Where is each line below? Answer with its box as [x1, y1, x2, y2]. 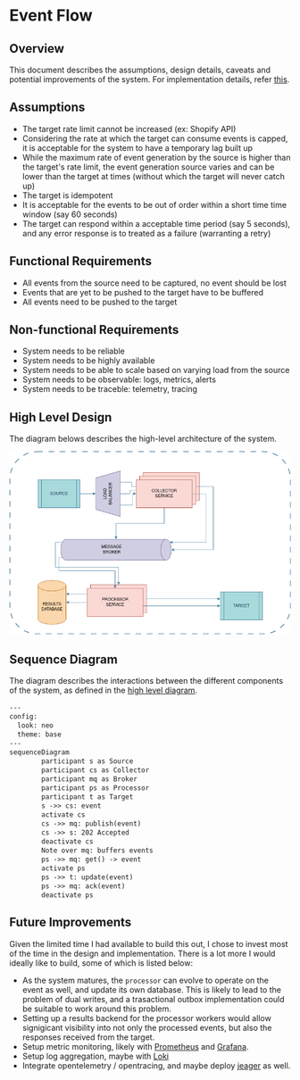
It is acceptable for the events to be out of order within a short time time [21, 199, 287, 210]
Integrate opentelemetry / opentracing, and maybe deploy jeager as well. [21, 1059, 291, 1071]
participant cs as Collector [41, 766, 150, 775]
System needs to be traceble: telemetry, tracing [21, 384, 198, 395]
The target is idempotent [21, 189, 113, 201]
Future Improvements [9, 915, 132, 930]
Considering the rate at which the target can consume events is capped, [21, 133, 288, 144]
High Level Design [9, 410, 112, 425]
